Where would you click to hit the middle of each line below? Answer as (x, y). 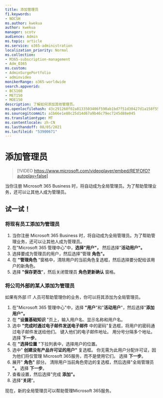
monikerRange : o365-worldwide (36, 82)
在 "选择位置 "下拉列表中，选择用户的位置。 (56, 344)
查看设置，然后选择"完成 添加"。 (45, 374)
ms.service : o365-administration (39, 46)
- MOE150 (14, 100)
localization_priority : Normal (37, 50)
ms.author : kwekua (24, 23)
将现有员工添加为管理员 (32, 224)
